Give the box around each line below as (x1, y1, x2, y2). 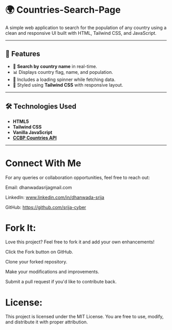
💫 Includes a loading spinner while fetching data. (12, 76, 116, 82)
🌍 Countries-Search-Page (5, 4, 121, 16)
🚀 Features (5, 50, 40, 58)
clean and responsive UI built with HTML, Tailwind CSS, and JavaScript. (5, 30, 157, 36)
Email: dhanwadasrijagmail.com (5, 184, 72, 190)
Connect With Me (5, 157, 81, 169)
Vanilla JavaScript (12, 129, 53, 135)
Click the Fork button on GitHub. (5, 249, 73, 255)
